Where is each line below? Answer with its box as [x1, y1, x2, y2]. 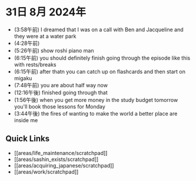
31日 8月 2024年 [5, 5, 87, 19]
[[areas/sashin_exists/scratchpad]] [14, 156, 99, 163]
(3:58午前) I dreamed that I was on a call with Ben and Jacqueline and [14, 26, 184, 33]
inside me [14, 116, 38, 124]
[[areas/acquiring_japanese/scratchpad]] [14, 162, 114, 169]
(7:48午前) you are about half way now [14, 81, 108, 88]
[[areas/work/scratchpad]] [14, 168, 79, 175]
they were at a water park [14, 32, 77, 40]
